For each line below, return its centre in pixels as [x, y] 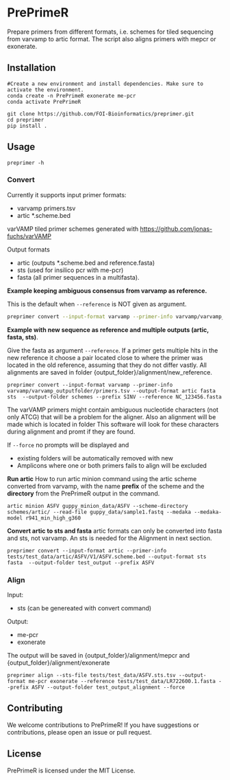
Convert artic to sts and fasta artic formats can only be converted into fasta [115, 531]
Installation [31, 68]
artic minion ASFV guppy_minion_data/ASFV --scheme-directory [98, 506]
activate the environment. [46, 90]
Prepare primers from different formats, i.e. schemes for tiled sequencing [110, 32]
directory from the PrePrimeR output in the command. [84, 493]
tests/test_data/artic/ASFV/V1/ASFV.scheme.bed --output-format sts [107, 557]
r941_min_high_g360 [53, 518]
